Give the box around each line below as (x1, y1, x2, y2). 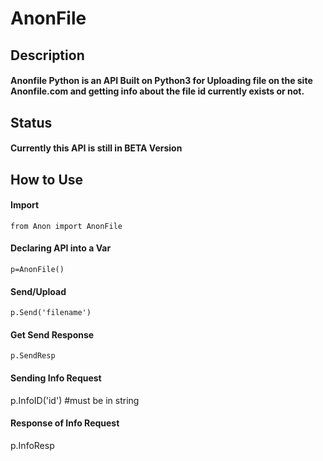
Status (10, 114, 53, 131)
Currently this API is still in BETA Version (10, 142, 183, 154)
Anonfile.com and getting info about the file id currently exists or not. (10, 85, 305, 97)
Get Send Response (10, 328, 95, 341)
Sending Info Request (10, 372, 102, 384)
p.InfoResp (10, 439, 55, 451)
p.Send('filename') (10, 308, 92, 318)
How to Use (10, 171, 84, 188)
